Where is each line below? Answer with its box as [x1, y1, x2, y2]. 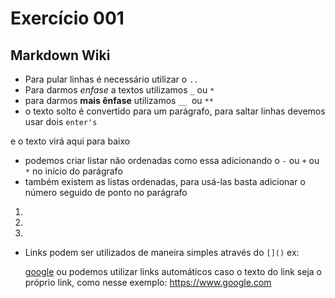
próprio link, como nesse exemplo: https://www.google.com [24, 277, 272, 288]
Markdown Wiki [10, 47, 111, 64]
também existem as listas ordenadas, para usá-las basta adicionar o [24, 176, 306, 187]
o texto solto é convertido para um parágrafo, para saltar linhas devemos [24, 105, 326, 117]
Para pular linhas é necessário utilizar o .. [24, 73, 199, 85]
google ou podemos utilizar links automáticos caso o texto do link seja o [24, 266, 322, 277]
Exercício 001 [10, 7, 125, 30]
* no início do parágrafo [24, 165, 123, 177]
